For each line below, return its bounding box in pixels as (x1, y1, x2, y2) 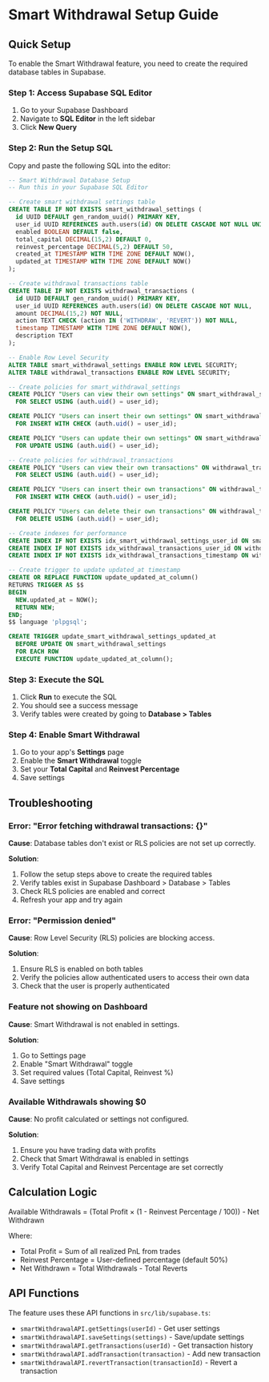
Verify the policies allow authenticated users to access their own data (19, 973, 250, 982)
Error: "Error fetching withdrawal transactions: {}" (8, 820, 208, 831)
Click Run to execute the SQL (19, 692, 118, 702)
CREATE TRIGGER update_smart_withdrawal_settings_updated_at (8, 633, 217, 641)
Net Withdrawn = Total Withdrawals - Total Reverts (19, 1263, 188, 1273)
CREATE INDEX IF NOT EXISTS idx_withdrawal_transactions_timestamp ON (8, 551, 249, 560)
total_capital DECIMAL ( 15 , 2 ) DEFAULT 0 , (15, 235, 152, 244)
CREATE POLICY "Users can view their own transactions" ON (8, 463, 210, 472)
